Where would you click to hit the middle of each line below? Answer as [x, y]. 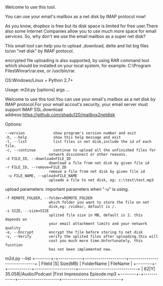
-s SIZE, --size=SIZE [27, 211]
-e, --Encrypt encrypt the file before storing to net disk [74, 232]
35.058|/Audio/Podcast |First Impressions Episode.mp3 [61, 274]
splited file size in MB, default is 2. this [96, 215]
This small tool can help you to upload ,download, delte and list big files [77, 46]
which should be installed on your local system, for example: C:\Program [78, 66]
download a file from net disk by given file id [99, 163]
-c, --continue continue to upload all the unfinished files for [81, 150]
